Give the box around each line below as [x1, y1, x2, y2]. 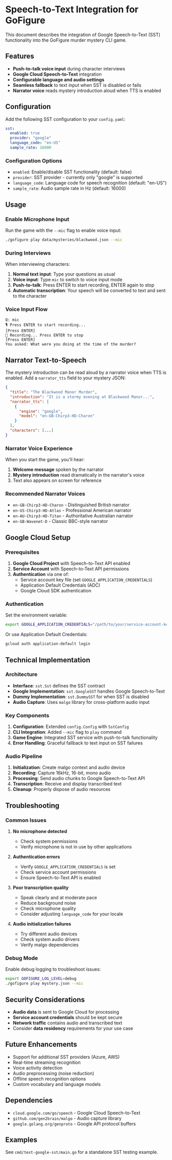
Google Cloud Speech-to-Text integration [12, 71, 102, 77]
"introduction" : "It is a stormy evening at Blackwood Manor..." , [10, 394, 155, 400]
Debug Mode [5, 955, 38, 962]
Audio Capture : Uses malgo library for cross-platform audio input [12, 699, 150, 705]
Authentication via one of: [12, 571, 69, 577]
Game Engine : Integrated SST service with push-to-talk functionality [12, 734, 158, 741]
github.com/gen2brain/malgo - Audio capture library [12, 1115, 122, 1121]
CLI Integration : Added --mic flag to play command [12, 729, 122, 735]
